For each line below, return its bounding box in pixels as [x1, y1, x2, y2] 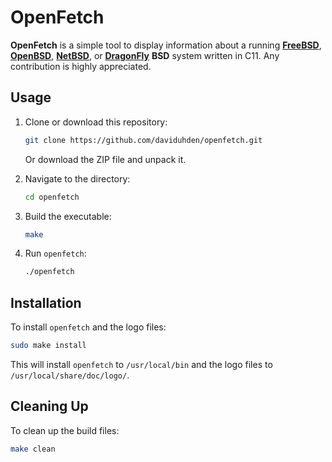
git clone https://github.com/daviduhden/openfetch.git [24, 135, 263, 145]
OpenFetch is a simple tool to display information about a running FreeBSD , [10, 39, 322, 51]
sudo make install [10, 341, 87, 351]
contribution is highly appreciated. [10, 60, 152, 72]
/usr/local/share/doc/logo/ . [10, 369, 130, 381]
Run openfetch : [24, 247, 87, 260]
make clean [10, 444, 56, 454]
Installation [10, 294, 82, 311]
